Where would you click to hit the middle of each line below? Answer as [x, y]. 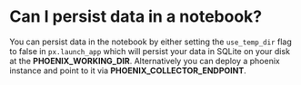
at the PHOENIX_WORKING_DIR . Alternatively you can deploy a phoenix [145, 61]
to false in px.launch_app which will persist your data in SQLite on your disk [150, 51]
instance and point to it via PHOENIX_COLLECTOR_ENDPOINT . [128, 71]
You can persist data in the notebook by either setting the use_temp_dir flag [151, 42]
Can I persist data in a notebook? [135, 17]
